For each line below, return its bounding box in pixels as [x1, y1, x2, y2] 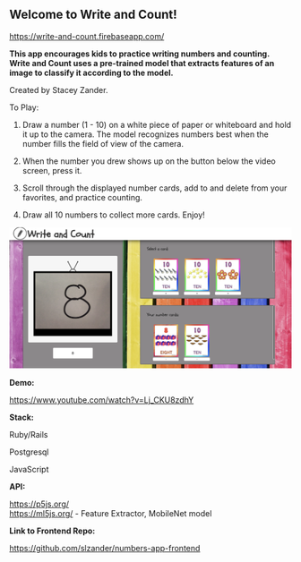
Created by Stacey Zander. [9, 84, 108, 95]
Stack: [9, 412, 34, 423]
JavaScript [9, 464, 49, 475]
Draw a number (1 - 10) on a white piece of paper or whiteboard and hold [21, 119, 292, 130]
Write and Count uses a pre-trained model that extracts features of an [9, 57, 275, 68]
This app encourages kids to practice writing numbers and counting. [9, 48, 271, 59]
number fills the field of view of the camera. [21, 138, 184, 149]
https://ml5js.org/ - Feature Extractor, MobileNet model [9, 508, 212, 519]
